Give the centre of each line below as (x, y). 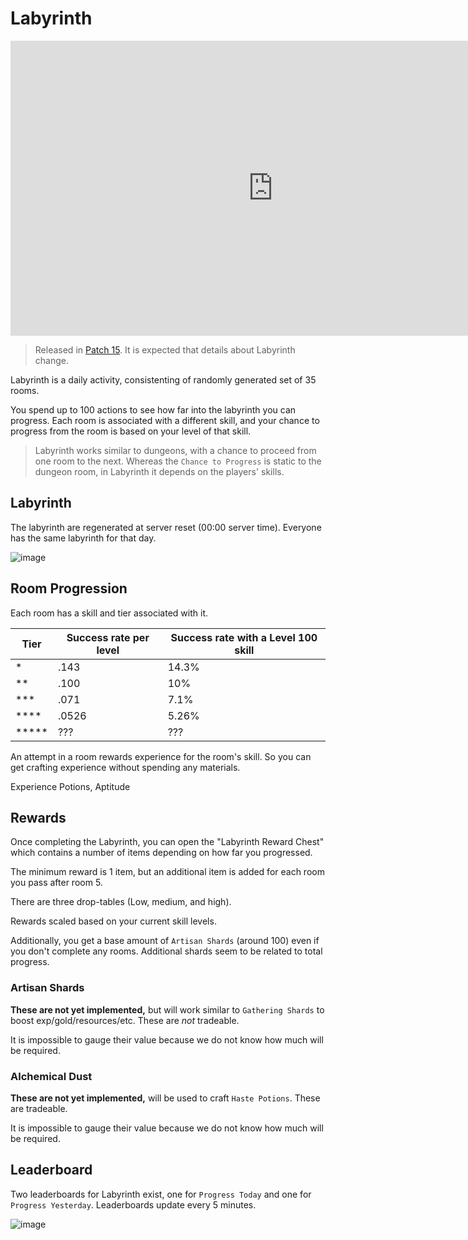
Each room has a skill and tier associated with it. (109, 613)
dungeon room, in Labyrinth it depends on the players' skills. (159, 471)
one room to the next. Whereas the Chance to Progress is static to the (178, 461)
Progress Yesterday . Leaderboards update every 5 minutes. (133, 1204)
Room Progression (69, 588)
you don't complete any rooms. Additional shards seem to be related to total (166, 951)
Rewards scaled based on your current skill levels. (113, 921)
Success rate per (108, 637)
